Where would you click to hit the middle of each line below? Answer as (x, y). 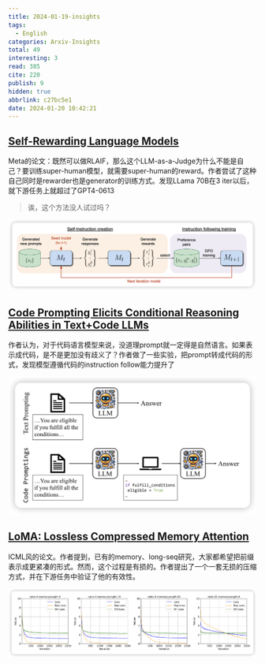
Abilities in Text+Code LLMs (79, 325)
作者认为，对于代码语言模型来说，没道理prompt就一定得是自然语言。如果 (127, 345)
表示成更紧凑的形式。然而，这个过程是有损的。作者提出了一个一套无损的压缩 (132, 566)
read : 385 (24, 67)
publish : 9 (26, 83)
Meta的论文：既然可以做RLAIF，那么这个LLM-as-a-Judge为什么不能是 (123, 161)
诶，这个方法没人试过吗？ (69, 207)
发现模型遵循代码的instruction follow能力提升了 (98, 365)
